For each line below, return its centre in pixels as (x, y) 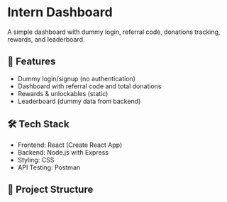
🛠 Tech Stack (38, 124)
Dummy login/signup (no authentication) (77, 78)
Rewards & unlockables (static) (63, 93)
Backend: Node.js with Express (63, 152)
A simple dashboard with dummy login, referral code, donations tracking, (114, 32)
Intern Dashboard (60, 12)
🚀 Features (32, 62)
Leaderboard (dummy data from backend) (79, 101)
